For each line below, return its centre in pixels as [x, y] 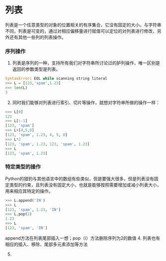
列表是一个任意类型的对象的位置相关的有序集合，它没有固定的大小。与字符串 [83, 25]
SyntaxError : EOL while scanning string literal [56, 79]
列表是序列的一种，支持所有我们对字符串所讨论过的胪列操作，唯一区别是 [86, 63]
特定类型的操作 [23, 167]
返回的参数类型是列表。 [36, 69]
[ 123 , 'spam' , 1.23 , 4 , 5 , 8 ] [36, 135]
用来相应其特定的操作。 [29, 191]
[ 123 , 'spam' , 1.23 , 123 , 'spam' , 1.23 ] [48, 144]
